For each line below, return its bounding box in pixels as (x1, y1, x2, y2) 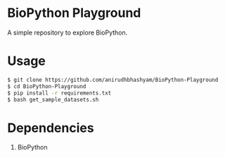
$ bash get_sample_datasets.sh (7, 96, 99, 103)
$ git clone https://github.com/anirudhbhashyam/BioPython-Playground (7, 76, 219, 83)
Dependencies (7, 120, 94, 135)
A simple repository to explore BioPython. (7, 28, 128, 37)
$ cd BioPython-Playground (7, 83, 86, 90)
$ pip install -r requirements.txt (7, 90, 112, 97)
